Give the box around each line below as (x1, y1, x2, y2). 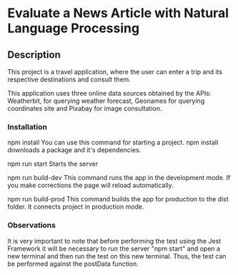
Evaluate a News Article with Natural (7, 5, 229, 21)
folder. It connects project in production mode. (7, 202, 144, 211)
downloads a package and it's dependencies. (7, 146, 142, 154)
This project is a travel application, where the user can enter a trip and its (7, 68, 223, 76)
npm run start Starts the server (7, 159, 99, 169)
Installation (7, 121, 48, 131)
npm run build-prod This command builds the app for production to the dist (7, 195, 229, 204)
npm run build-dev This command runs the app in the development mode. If (7, 174, 231, 182)
